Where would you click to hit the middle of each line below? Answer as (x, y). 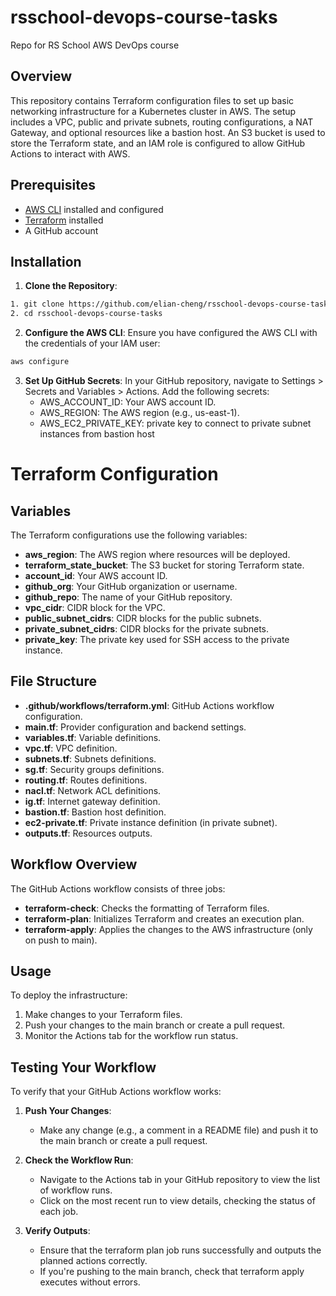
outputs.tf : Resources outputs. (88, 833)
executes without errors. (90, 1282)
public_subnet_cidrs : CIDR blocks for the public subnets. (143, 618)
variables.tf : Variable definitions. (93, 737)
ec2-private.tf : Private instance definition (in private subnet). (151, 822)
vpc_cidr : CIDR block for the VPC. (95, 607)
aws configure (40, 362)
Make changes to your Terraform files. (103, 1015)
